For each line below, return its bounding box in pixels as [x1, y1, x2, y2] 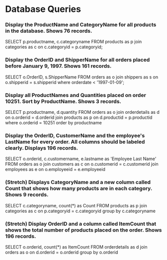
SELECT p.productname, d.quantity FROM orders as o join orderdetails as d [5, 109, 160, 115]
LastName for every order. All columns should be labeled [5, 138, 145, 145]
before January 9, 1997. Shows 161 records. [5, 63, 112, 70]
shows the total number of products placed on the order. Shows [5, 226, 162, 233]
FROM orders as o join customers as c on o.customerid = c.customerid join [5, 161, 159, 167]
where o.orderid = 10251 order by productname [5, 120, 102, 126]
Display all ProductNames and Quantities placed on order [5, 91, 147, 98]
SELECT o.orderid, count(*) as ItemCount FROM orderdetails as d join [5, 244, 148, 250]
